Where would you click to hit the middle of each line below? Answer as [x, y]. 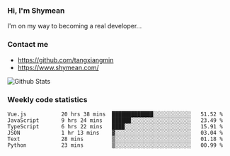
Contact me [28, 45]
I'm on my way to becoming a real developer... [75, 26]
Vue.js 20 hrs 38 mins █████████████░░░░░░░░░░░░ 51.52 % [115, 114]
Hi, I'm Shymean [36, 11]
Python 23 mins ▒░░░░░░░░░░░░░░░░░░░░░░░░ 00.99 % [115, 145]
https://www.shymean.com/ [58, 67]
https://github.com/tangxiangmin [65, 60]
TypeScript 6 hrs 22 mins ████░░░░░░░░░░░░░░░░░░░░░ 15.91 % [115, 126]
